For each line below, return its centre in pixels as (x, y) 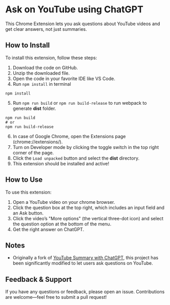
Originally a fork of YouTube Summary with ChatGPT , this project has (86, 258)
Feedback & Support (39, 279)
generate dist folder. (34, 108)
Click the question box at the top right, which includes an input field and (89, 207)
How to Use (24, 180)
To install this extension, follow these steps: (51, 58)
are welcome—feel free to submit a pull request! (56, 297)
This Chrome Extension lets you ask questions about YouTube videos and (83, 24)
